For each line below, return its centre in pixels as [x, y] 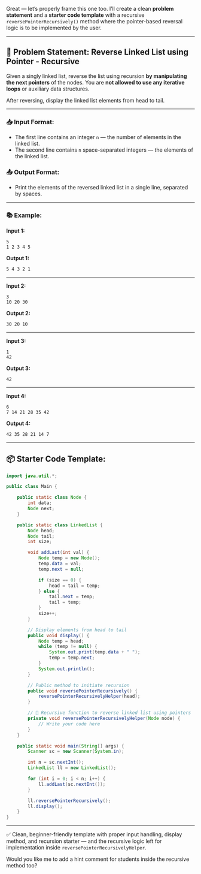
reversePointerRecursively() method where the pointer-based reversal [95, 21]
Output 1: [18, 258]
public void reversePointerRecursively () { [83, 691]
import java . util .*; [32, 476]
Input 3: [16, 340]
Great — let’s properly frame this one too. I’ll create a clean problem [90, 9]
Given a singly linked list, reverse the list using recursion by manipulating [97, 76]
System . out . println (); [66, 669]
